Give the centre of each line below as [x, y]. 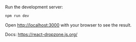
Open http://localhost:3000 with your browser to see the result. [68, 25]
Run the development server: [34, 7]
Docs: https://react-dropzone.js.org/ [41, 34]
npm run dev [17, 16]
